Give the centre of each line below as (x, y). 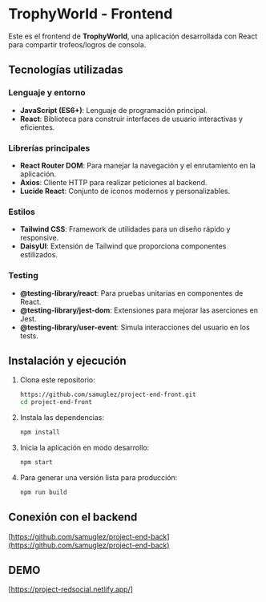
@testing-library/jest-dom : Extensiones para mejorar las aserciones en (139, 310)
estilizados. (39, 255)
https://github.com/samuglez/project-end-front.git (108, 395)
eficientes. (37, 127)
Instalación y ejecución (67, 360)
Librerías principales (49, 147)
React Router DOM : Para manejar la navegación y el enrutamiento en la (138, 165)
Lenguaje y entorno (47, 93)
